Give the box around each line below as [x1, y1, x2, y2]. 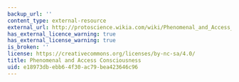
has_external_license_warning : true [7, 37, 116, 44]
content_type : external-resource [7, 17, 107, 24]
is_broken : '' [7, 43, 50, 51]
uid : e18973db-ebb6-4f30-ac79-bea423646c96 [7, 63, 139, 71]
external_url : [7, 24, 50, 31]
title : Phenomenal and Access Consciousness [7, 57, 142, 64]
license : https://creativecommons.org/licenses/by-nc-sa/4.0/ [7, 51, 196, 58]
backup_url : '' [7, 10, 53, 18]
